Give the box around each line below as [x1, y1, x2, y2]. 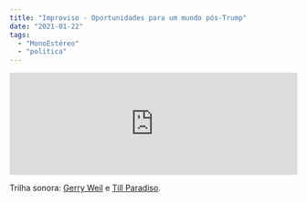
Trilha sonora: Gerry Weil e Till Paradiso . [9, 183, 162, 194]
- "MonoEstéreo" [17, 38, 79, 48]
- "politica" [17, 47, 68, 56]
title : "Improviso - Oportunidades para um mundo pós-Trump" [9, 13, 248, 23]
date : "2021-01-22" [9, 22, 84, 31]
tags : [9, 30, 30, 39]
